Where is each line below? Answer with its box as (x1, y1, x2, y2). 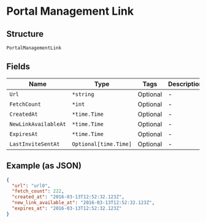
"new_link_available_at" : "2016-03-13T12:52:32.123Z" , (12, 200, 155, 206)
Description (167, 80, 204, 88)
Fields (6, 61, 31, 72)
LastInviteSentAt (9, 140, 60, 148)
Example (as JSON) (6, 161, 82, 171)
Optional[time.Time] (72, 140, 132, 148)
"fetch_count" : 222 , (12, 188, 64, 194)
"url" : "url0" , (12, 183, 51, 189)
